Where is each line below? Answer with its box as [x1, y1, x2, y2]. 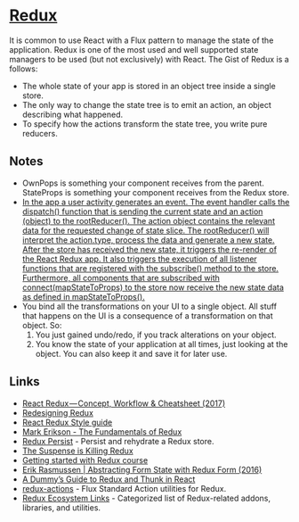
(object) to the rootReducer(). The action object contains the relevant [21, 215, 276, 226]
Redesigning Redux [21, 407, 93, 418]
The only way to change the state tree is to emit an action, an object [21, 99, 271, 110]
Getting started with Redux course [21, 454, 149, 465]
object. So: [21, 319, 62, 330]
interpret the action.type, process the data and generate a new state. [21, 234, 275, 245]
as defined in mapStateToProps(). [21, 291, 145, 302]
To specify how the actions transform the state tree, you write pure [21, 118, 268, 129]
